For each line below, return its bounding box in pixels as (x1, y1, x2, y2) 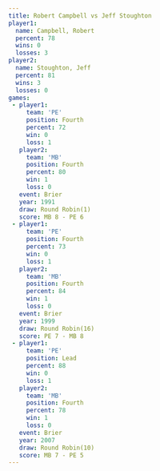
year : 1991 (18, 198, 56, 206)
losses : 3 (15, 49, 48, 57)
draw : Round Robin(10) (18, 444, 94, 452)
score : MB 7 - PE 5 (18, 451, 84, 459)
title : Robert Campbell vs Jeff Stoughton (8, 11, 152, 20)
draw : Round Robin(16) (18, 324, 94, 332)
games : (8, 94, 30, 102)
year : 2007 (18, 436, 56, 445)
